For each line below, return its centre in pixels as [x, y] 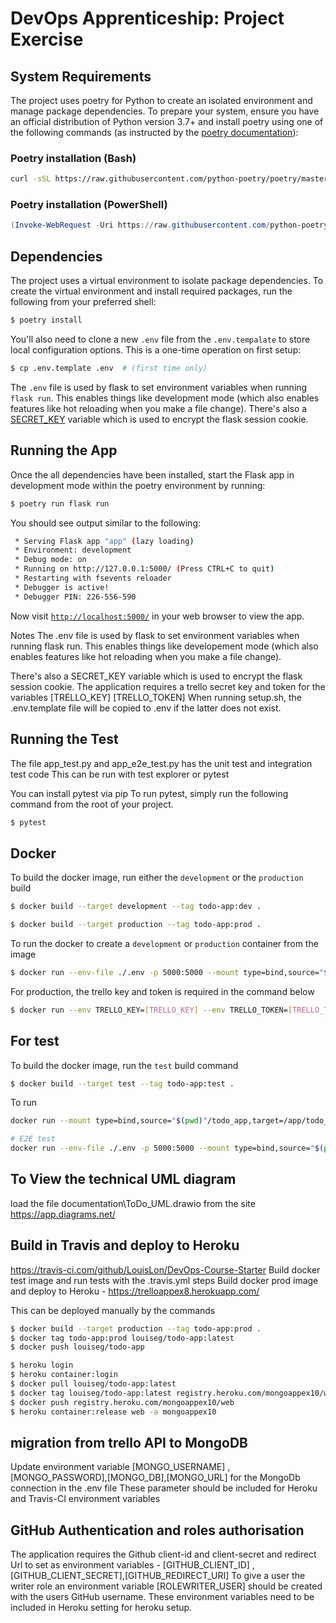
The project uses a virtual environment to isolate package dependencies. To [167, 281]
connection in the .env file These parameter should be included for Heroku [164, 1488]
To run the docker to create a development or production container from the [164, 943]
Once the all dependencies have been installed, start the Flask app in [152, 474]
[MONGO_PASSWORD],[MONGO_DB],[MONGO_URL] [119, 1478]
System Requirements [81, 76]
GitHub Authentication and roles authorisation [157, 1530]
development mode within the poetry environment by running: [138, 485]
